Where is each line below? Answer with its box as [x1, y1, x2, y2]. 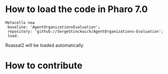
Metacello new [5, 20, 35, 25]
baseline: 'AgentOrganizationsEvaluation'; [7, 24, 100, 30]
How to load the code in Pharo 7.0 [5, 4, 148, 15]
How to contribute [5, 60, 83, 71]
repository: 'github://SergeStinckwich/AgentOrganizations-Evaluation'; [7, 29, 164, 34]
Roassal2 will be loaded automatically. [5, 42, 85, 48]
